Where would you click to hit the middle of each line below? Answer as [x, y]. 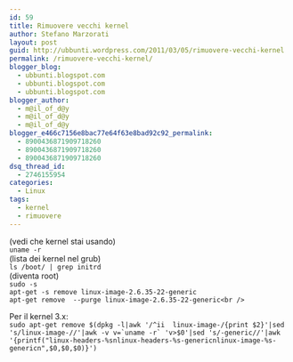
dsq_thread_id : [37, 166]
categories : [31, 183]
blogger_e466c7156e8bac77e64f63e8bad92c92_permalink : [111, 133]
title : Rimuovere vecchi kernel [69, 26]
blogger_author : [39, 100]
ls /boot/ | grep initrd [55, 267]
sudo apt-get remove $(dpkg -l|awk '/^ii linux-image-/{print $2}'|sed [147, 325]
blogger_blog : [36, 68]
